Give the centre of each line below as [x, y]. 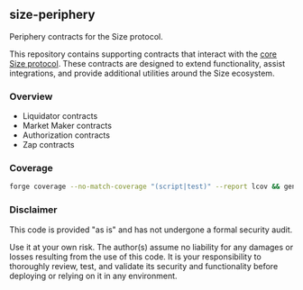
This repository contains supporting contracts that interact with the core [143, 54]
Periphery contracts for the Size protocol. [87, 36]
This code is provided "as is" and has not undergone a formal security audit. [151, 230]
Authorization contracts [66, 135]
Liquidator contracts [60, 116]
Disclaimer [33, 210]
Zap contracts [48, 145]
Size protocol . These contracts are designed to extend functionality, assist [147, 63]
